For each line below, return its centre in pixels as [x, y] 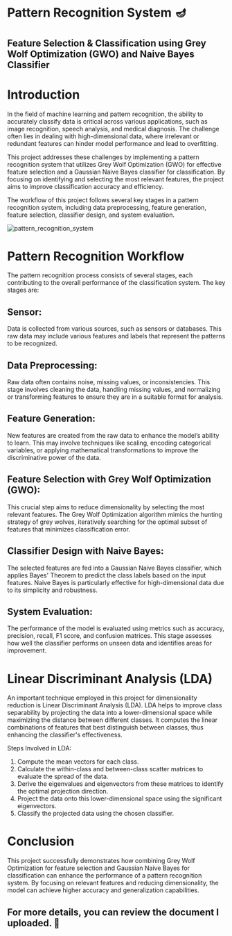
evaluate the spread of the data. [63, 777]
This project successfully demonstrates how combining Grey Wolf [101, 861]
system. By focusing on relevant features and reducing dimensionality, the [113, 883]
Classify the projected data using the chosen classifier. [96, 814]
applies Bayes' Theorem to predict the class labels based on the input [107, 575]
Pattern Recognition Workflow [96, 256]
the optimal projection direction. [63, 791]
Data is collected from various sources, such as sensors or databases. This [114, 329]
